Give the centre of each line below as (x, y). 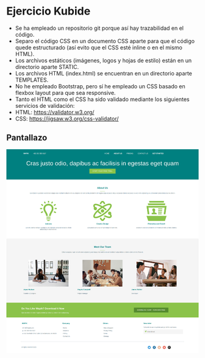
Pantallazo (27, 138)
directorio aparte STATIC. (47, 67)
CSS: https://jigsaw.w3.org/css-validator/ (67, 118)
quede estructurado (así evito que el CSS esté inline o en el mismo (99, 47)
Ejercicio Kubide (49, 11)
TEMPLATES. (32, 80)
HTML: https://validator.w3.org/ (55, 112)
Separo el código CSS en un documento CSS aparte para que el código (105, 41)
